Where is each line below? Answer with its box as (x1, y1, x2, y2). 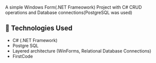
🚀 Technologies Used (5, 24, 72, 32)
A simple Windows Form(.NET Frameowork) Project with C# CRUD (5, 4, 142, 10)
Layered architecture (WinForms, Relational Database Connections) (12, 47, 151, 54)
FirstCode (12, 53, 33, 59)
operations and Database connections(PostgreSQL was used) (5, 9, 132, 15)
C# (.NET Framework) (12, 37, 57, 43)
